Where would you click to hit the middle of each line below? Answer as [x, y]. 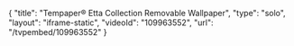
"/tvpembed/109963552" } [58, 32]
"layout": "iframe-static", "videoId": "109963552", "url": [111, 23]
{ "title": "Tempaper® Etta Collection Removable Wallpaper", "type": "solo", [147, 13]
